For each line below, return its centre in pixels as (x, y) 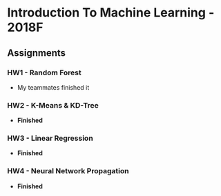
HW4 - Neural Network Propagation (68, 171)
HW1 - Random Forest (44, 72)
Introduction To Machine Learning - (111, 13)
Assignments (37, 53)
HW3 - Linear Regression (50, 138)
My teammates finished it (53, 87)
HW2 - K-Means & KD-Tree (53, 105)
